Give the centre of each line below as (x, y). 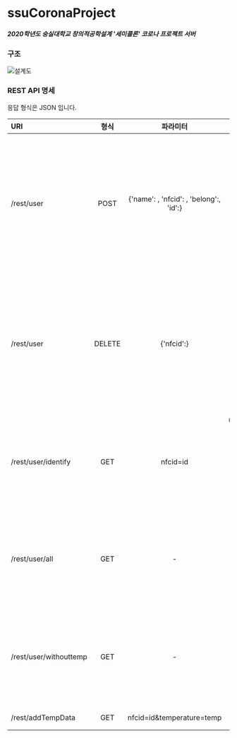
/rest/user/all (32, 559)
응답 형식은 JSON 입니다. (42, 107)
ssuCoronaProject (62, 13)
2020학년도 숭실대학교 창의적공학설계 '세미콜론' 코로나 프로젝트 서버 (102, 34)
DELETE (108, 344)
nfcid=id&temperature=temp (175, 718)
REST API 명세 (31, 91)
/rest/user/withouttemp (49, 656)
